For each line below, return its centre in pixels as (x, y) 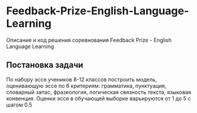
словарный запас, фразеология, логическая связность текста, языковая (99, 92)
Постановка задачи (45, 65)
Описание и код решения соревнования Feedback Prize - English (89, 40)
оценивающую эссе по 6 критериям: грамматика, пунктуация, (86, 86)
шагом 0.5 (19, 105)
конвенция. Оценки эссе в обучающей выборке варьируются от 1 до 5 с (98, 98)
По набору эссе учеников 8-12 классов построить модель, (81, 79)
